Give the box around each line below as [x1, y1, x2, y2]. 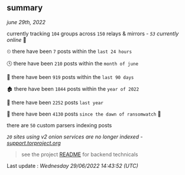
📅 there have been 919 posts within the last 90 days [7, 73, 134, 80]
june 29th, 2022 [7, 18, 46, 25]
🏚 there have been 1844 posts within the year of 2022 [7, 85, 139, 92]
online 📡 [7, 36, 27, 43]
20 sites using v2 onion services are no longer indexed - [7, 133, 143, 140]
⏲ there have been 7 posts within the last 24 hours [7, 48, 132, 55]
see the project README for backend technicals [21, 151, 138, 158]
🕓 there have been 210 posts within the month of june [7, 60, 138, 67]
